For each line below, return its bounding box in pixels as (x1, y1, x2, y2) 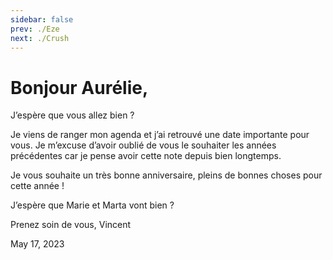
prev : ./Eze (10, 24, 60, 34)
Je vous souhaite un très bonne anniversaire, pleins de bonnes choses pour (10, 169, 323, 181)
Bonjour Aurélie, (10, 76, 149, 99)
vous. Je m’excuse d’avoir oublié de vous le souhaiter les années (10, 139, 277, 151)
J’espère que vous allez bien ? (10, 109, 135, 121)
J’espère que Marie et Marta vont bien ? (10, 199, 175, 211)
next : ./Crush (10, 33, 70, 43)
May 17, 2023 (10, 238, 65, 250)
